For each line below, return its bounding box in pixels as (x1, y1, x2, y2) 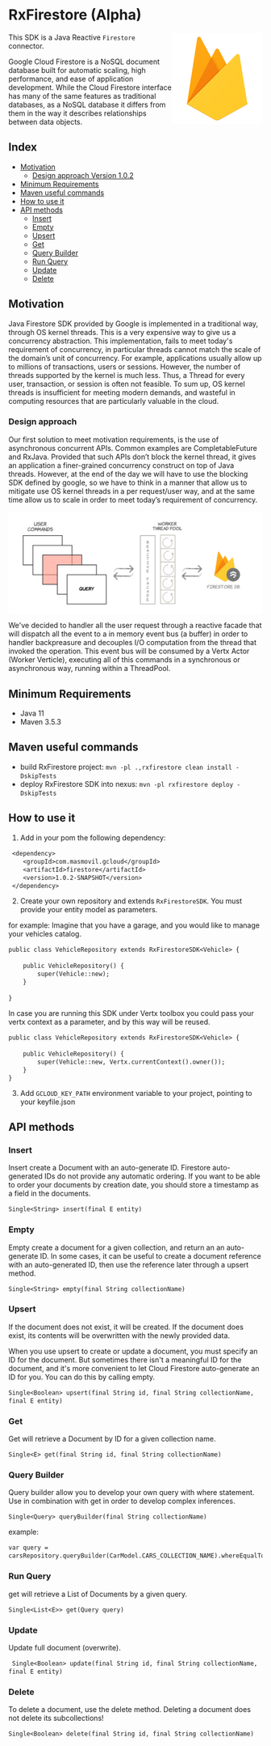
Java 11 (19, 708, 44, 718)
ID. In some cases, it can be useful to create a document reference (40, 1251, 262, 1260)
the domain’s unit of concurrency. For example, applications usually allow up (8, 353, 262, 363)
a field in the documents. (8, 1188, 91, 1199)
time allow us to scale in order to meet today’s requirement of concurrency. (8, 495, 258, 504)
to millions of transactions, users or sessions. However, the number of (8, 362, 241, 372)
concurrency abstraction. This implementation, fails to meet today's (8, 336, 233, 346)
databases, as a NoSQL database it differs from (8, 100, 166, 109)
